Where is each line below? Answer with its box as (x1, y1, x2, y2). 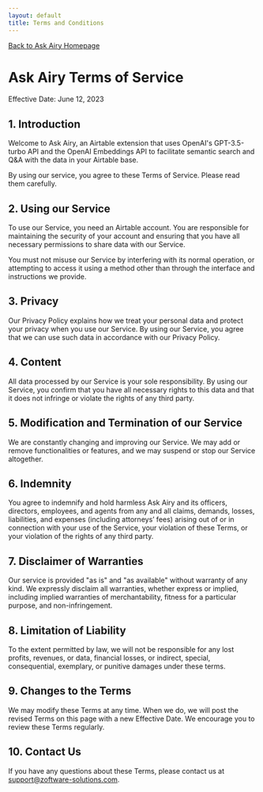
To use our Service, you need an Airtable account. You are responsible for (8, 223, 250, 233)
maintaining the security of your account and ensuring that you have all (8, 231, 240, 241)
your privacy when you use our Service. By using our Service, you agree (8, 324, 244, 333)
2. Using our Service (8, 202, 111, 215)
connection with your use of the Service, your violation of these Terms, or (8, 523, 248, 532)
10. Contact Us (8, 745, 81, 759)
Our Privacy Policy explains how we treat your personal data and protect (8, 316, 243, 325)
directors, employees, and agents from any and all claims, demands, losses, (8, 506, 255, 516)
